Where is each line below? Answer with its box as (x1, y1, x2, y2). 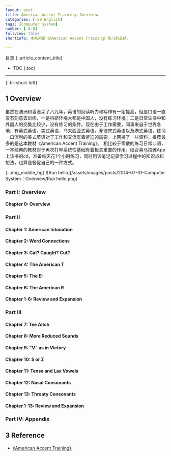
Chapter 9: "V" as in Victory (5, 344, 66, 351)
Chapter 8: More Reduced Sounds (5, 333, 79, 339)
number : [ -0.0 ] (5, 26, 38, 32)
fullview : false (5, 31, 40, 36)
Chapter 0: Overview (5, 201, 51, 207)
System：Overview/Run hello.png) (5, 175, 78, 181)
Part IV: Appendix (5, 415, 50, 422)
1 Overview (5, 95, 42, 103)
